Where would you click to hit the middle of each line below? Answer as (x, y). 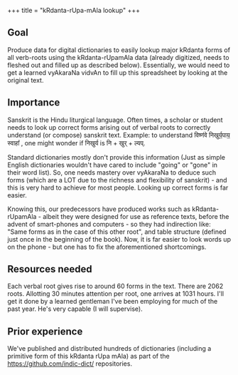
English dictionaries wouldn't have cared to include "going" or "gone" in (113, 165)
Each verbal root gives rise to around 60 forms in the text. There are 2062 (115, 286)
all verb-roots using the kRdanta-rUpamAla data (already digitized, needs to (118, 57)
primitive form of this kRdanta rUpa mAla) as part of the (88, 356)
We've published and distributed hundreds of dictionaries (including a (109, 349)
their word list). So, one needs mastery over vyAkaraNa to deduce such (112, 172)
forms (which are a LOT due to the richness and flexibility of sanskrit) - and (117, 180)
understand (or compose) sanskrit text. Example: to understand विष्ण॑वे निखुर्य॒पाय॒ (119, 135)
